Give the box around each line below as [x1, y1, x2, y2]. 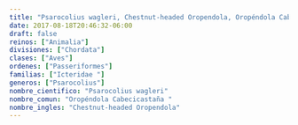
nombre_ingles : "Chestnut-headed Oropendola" [9, 103, 180, 112]
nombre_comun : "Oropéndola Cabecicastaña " [9, 94, 173, 104]
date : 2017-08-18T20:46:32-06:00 [9, 21, 133, 30]
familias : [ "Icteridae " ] [9, 70, 105, 79]
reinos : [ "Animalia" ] [9, 37, 90, 47]
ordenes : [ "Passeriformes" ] [9, 62, 114, 71]
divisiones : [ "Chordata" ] [9, 46, 105, 55]
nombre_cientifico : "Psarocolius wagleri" [9, 86, 169, 95]
